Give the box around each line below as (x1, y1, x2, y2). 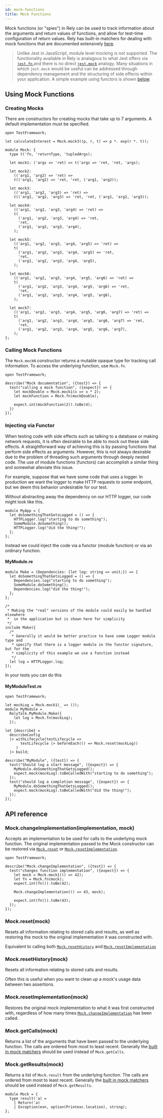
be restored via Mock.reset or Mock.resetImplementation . (5, 846, 118, 852)
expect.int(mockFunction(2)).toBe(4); (14, 402, 92, 407)
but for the (5, 646, 29, 651)
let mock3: (9, 186, 32, 191)
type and (5, 638, 23, 643)
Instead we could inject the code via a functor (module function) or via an (5, 542, 152, 548)
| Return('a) (14, 1100, 40, 1105)
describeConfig (9, 732, 40, 737)
